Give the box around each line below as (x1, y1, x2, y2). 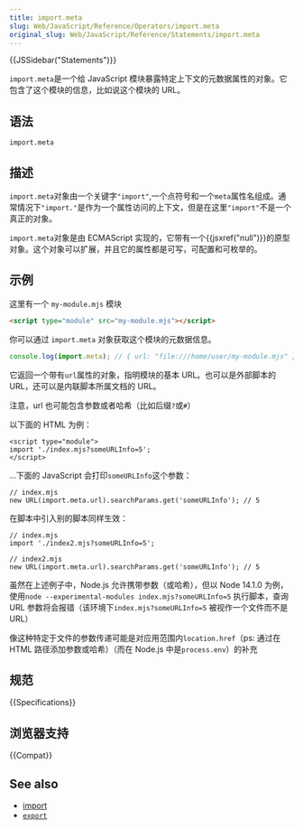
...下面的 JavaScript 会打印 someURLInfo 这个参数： (9, 470, 192, 480)
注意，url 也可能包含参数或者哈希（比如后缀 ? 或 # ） (9, 399, 196, 411)
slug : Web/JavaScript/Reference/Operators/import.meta (9, 22, 220, 31)
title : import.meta (9, 13, 83, 23)
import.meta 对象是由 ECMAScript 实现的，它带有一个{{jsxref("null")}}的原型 (9, 232, 290, 243)
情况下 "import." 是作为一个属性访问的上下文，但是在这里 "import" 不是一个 (16, 202, 291, 212)
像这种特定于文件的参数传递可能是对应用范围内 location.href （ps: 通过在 (9, 632, 281, 643)
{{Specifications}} (9, 697, 77, 708)
